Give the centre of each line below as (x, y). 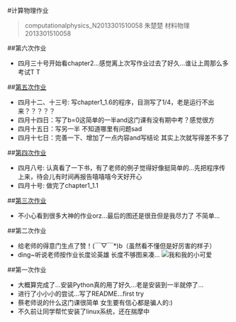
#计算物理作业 (28, 10)
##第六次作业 (27, 48)
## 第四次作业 (27, 152)
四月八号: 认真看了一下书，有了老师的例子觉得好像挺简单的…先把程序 (118, 168)
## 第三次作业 (27, 200)
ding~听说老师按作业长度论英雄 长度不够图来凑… (89, 255)
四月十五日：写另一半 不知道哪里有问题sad (80, 129)
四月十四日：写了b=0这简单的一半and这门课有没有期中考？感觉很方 (116, 120)
